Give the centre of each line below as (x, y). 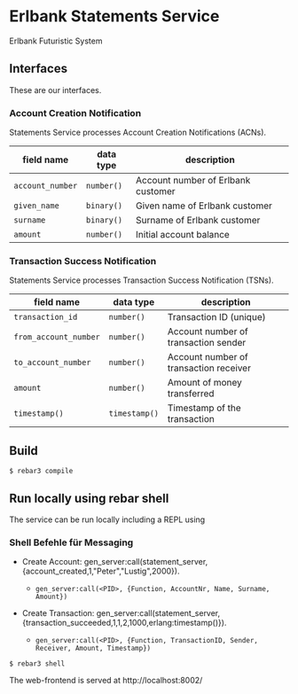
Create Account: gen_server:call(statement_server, (115, 562)
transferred (191, 394)
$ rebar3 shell (37, 664)
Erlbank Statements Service (114, 16)
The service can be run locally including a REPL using (107, 519)
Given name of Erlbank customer (204, 206)
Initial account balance (183, 235)
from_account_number (57, 337)
